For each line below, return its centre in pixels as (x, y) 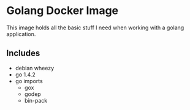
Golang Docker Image (63, 11)
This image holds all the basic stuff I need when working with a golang (95, 28)
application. (21, 34)
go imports (29, 81)
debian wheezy (35, 68)
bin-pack (36, 100)
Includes (23, 53)
